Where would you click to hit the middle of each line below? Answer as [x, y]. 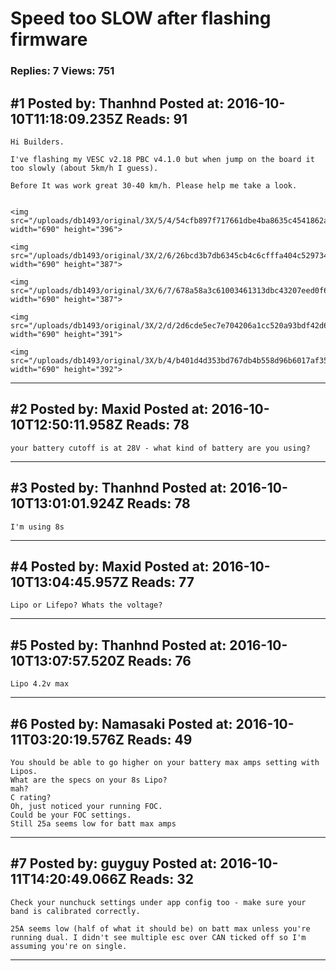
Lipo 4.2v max [40, 684]
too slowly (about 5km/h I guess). [84, 168]
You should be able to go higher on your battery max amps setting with [165, 762]
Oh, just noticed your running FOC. [86, 806]
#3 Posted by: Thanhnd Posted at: [118, 488]
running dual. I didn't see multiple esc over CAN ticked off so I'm [158, 937]
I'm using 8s [37, 527]
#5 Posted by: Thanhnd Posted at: [118, 645]
